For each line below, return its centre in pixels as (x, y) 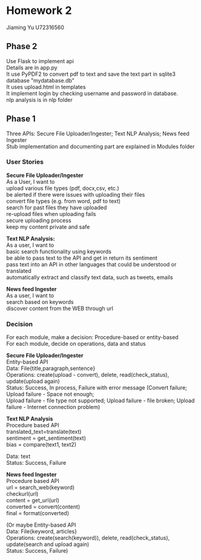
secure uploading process (39, 220)
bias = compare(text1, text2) (41, 445)
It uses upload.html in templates (46, 87)
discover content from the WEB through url (60, 308)
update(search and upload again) (48, 544)
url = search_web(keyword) (41, 487)
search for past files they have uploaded (57, 207)
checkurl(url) (22, 494)
